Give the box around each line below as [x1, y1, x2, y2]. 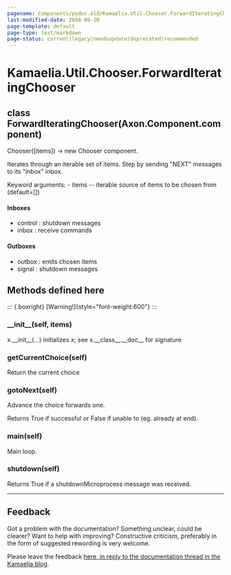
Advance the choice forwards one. [7, 401, 105, 409]
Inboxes [7, 203, 31, 212]
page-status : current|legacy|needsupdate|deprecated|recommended [7, 36, 198, 43]
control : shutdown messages [16, 219, 101, 227]
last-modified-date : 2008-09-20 [7, 16, 100, 23]
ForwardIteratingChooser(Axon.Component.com [7, 117, 221, 129]
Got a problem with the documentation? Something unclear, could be [7, 524, 202, 532]
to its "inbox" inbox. [7, 168, 63, 176]
